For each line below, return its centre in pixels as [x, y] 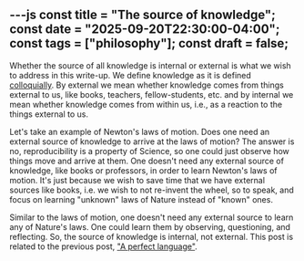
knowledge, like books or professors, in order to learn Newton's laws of [143, 170]
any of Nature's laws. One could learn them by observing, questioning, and [150, 226]
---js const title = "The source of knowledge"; [142, 15]
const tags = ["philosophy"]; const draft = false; [149, 43]
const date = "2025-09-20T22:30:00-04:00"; [145, 30]
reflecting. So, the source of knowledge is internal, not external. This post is [152, 236]
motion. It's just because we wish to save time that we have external [137, 180]
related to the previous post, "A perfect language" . [103, 246]
